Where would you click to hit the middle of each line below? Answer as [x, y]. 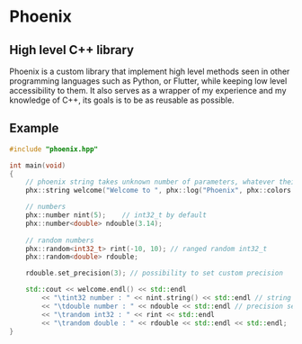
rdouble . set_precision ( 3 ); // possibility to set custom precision [154, 273]
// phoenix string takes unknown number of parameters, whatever [151, 182]
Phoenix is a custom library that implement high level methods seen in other [150, 71]
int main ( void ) [38, 165]
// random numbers [60, 240]
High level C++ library [72, 50]
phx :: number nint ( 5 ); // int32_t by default [116, 215]
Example [34, 128]
